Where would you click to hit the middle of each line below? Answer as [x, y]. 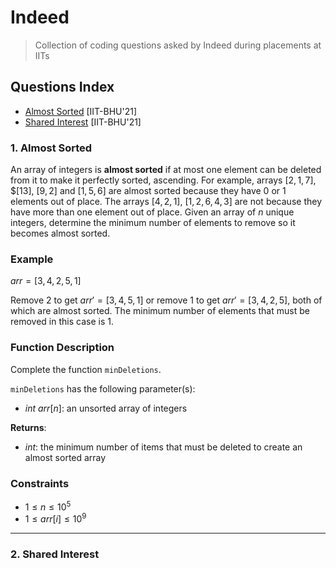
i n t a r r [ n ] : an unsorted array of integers [106, 408]
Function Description [62, 348]
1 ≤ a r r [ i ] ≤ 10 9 [55, 518]
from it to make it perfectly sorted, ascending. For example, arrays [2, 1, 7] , [163, 180]
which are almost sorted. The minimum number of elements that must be [160, 311]
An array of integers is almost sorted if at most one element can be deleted [166, 170]
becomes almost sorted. [60, 233]
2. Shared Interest [55, 554]
